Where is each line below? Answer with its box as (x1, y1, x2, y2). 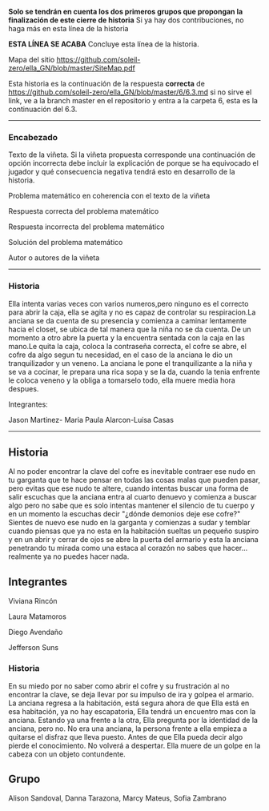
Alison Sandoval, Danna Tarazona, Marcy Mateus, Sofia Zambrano (8, 793, 227, 803)
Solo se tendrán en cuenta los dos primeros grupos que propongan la (8, 7, 243, 16)
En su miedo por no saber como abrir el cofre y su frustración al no (8, 681, 230, 691)
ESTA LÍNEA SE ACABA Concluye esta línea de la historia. (8, 39, 200, 49)
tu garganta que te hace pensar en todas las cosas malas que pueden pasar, (8, 476, 261, 485)
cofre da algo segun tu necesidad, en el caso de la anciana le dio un (8, 350, 234, 359)
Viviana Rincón (8, 596, 58, 606)
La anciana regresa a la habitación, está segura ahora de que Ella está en (8, 698, 250, 708)
